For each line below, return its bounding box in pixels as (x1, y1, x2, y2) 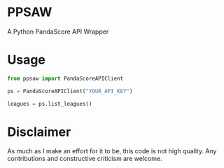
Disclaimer (7, 124, 71, 140)
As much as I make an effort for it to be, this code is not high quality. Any (7, 147, 217, 155)
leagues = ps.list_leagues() (7, 100, 92, 107)
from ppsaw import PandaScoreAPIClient (7, 75, 124, 82)
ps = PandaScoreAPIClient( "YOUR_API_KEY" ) (7, 87, 133, 94)
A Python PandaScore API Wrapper (7, 27, 109, 36)
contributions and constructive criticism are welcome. (7, 155, 162, 163)
